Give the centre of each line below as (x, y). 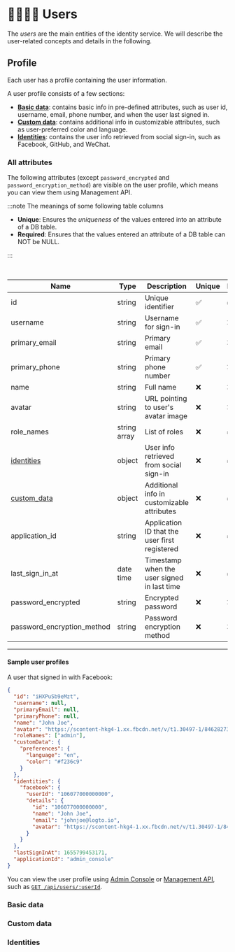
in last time (162, 587)
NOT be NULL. (38, 242)
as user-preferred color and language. (72, 129)
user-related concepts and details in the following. (80, 41)
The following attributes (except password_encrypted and (88, 178)
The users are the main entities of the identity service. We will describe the (115, 34)
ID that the (162, 532)
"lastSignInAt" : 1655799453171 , (61, 853)
